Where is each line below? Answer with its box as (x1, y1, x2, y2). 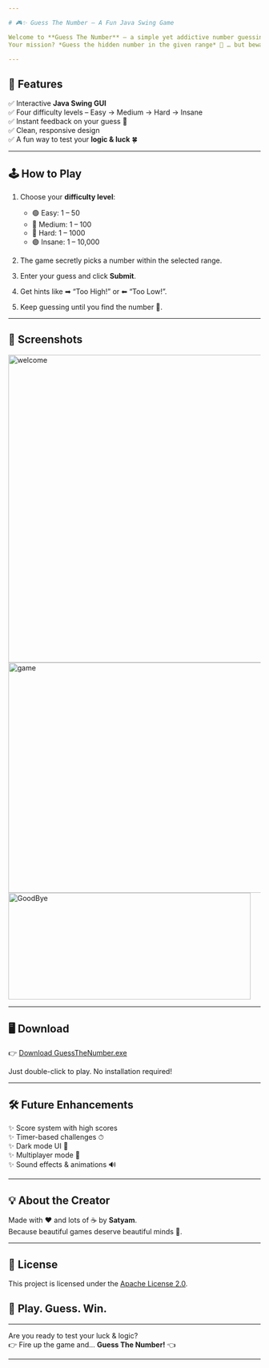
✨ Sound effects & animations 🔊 (8, 1160, 117, 1169)
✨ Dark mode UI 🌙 (8, 1141, 69, 1151)
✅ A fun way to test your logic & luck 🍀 (8, 135, 139, 144)
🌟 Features (8, 77, 63, 91)
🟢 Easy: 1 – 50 (31, 208, 80, 217)
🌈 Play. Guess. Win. (8, 1302, 107, 1316)
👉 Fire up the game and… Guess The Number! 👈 (8, 1339, 176, 1350)
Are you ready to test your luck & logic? (8, 1330, 139, 1340)
